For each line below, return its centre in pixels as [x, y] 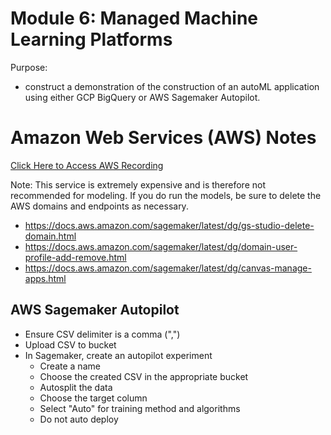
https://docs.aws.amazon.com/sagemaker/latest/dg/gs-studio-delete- [169, 225]
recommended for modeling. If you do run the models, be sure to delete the [166, 195]
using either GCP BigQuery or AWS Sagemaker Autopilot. [142, 97]
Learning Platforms [91, 39]
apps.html [45, 278]
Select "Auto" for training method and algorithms [140, 408]
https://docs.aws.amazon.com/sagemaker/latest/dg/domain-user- [161, 246]
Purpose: [29, 67]
